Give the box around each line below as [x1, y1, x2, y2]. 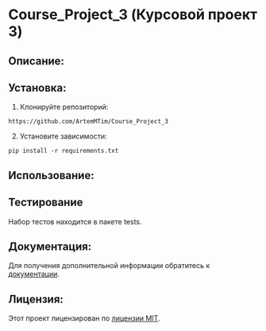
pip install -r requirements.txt [8, 147, 119, 155]
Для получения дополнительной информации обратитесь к [8, 261, 210, 271]
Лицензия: [8, 292, 64, 306]
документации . [8, 269, 60, 279]
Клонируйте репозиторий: [19, 102, 109, 112]
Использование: [8, 169, 94, 182]
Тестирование [8, 196, 83, 209]
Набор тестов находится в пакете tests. [8, 216, 142, 226]
